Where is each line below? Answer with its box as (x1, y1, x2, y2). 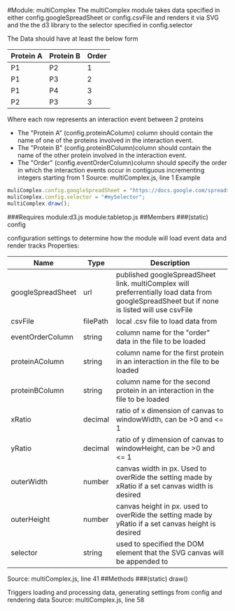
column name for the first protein (115, 347, 225, 357)
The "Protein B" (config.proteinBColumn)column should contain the (17, 144, 212, 152)
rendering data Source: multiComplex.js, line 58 (7, 596, 145, 604)
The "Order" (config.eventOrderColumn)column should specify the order (17, 159, 227, 167)
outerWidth (10, 476, 48, 486)
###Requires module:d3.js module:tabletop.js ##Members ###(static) (7, 213, 208, 221)
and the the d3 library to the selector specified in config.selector (7, 21, 193, 29)
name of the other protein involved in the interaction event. (17, 151, 187, 159)
